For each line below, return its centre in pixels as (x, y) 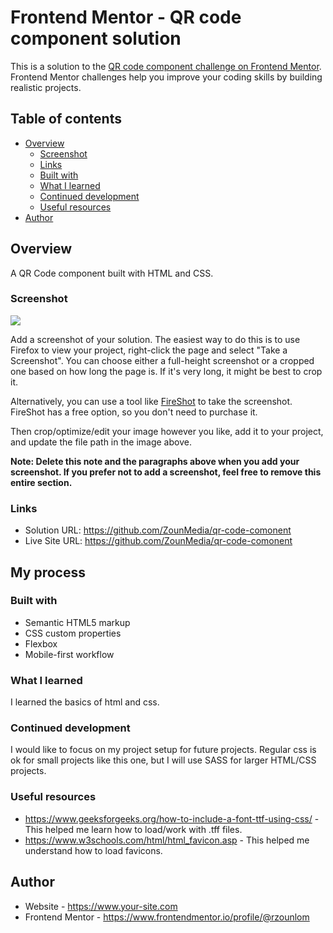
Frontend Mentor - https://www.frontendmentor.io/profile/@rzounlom (167, 917)
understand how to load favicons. (93, 850)
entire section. (41, 482)
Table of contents (66, 119)
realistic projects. (46, 87)
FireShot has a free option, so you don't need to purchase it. (134, 412)
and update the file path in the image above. (101, 442)
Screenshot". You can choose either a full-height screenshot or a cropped (162, 360)
